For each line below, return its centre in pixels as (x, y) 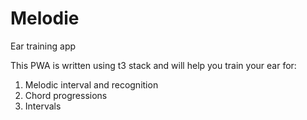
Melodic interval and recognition (91, 84)
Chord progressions (66, 95)
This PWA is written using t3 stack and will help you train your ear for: (153, 65)
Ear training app (43, 46)
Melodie (45, 18)
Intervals (43, 106)
